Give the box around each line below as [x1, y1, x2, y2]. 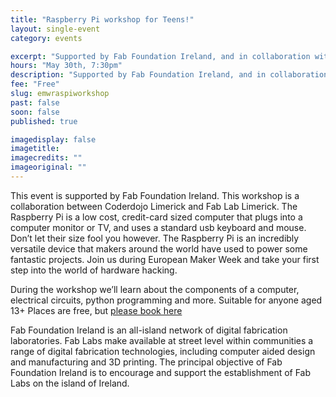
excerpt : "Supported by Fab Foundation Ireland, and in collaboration [10, 51, 311, 61]
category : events [10, 33, 83, 43]
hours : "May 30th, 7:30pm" [10, 61, 123, 71]
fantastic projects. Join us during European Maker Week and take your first [10, 253, 320, 265]
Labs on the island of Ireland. [10, 377, 130, 389]
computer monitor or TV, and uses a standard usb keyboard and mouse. [10, 221, 307, 233]
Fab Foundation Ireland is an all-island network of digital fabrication [10, 324, 288, 336]
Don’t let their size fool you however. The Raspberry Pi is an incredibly [10, 232, 300, 244]
